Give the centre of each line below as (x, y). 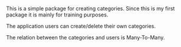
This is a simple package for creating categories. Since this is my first (90, 9)
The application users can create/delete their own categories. (81, 26)
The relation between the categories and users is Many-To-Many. (85, 37)
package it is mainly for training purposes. (57, 15)
